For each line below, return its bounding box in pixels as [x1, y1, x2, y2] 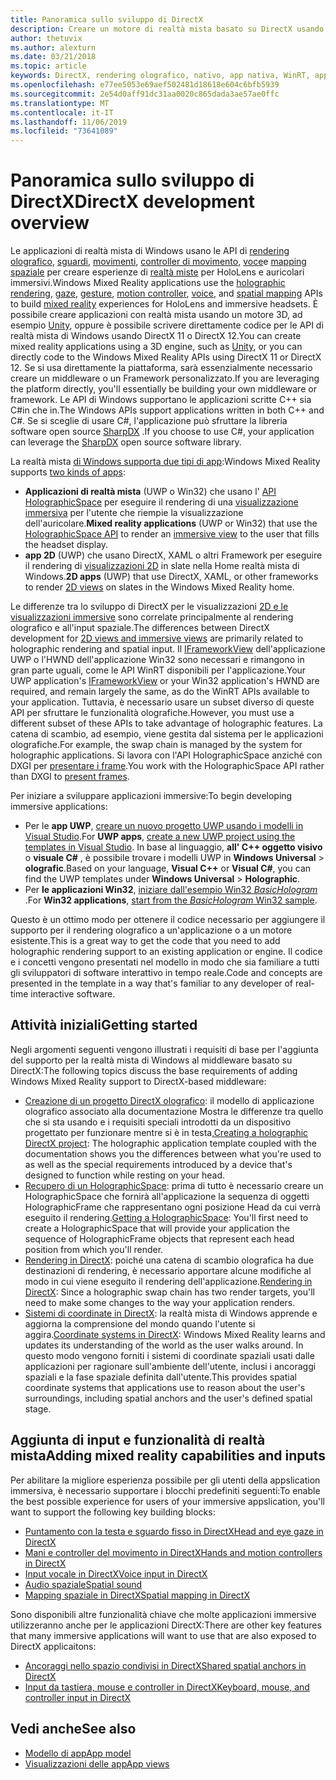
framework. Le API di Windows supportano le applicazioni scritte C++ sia [10, 394, 312, 406]
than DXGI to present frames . [10, 771, 130, 783]
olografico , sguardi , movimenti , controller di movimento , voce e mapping [10, 256, 307, 268]
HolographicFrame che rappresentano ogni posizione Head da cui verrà [24, 1201, 322, 1213]
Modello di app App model [24, 1747, 132, 1759]
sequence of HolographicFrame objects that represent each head [24, 1232, 295, 1245]
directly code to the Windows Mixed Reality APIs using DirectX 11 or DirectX [10, 351, 322, 363]
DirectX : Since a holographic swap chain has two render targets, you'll [24, 1286, 315, 1298]
